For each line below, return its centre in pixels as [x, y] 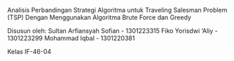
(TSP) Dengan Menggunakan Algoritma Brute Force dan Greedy [99, 17]
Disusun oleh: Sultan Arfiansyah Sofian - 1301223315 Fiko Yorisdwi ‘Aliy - [113, 31]
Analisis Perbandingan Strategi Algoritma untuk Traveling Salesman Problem [117, 10]
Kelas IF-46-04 [29, 52]
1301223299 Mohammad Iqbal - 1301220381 [71, 38]
